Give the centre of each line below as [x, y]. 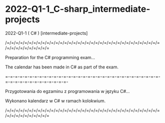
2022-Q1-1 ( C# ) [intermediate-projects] [46, 33]
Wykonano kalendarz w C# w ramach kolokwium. [55, 101]
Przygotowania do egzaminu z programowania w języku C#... [67, 91]
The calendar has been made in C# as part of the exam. [62, 67]
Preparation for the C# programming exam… [50, 57]
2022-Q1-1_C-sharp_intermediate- [78, 9]
